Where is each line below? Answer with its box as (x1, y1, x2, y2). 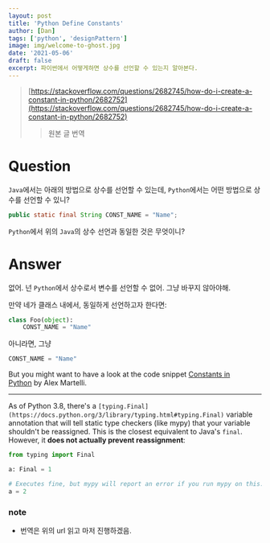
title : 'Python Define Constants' (8, 19, 125, 27)
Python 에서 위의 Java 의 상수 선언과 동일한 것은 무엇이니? (8, 226, 186, 236)
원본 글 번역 (47, 128, 85, 138)
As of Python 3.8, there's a (8, 401, 96, 411)
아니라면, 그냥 (8, 339, 52, 348)
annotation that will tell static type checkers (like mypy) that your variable (8, 418, 251, 428)
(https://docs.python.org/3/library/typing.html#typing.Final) (8, 411, 225, 419)
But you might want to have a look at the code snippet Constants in (8, 369, 231, 379)
